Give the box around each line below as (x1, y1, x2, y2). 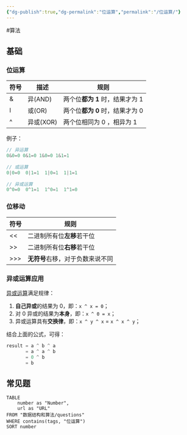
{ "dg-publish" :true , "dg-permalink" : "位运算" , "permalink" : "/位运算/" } (6, 9, 182, 15)
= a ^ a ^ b (25, 348, 56, 354)
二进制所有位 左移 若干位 (27, 232, 96, 240)
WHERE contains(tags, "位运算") (6, 419, 86, 425)
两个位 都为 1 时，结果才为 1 (63, 95, 144, 104)
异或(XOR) (27, 118, 58, 126)
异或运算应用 (6, 274, 44, 283)
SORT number (6, 424, 37, 430)
